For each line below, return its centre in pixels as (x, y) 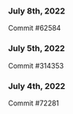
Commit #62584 (35, 28)
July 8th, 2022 (36, 11)
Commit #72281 (34, 103)
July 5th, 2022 (36, 49)
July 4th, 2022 (37, 86)
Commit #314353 (36, 65)
